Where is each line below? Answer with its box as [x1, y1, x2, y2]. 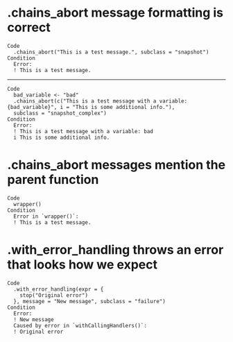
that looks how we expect [7, 257, 158, 273]
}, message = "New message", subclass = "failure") [13, 298, 166, 305]
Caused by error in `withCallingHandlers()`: [13, 322, 148, 329]
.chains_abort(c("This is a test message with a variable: [13, 97, 188, 105]
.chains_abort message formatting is [7, 5, 224, 21]
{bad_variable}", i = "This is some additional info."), [7, 103, 175, 110]
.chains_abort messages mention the [7, 157, 226, 173]
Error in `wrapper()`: [13, 213, 79, 220]
